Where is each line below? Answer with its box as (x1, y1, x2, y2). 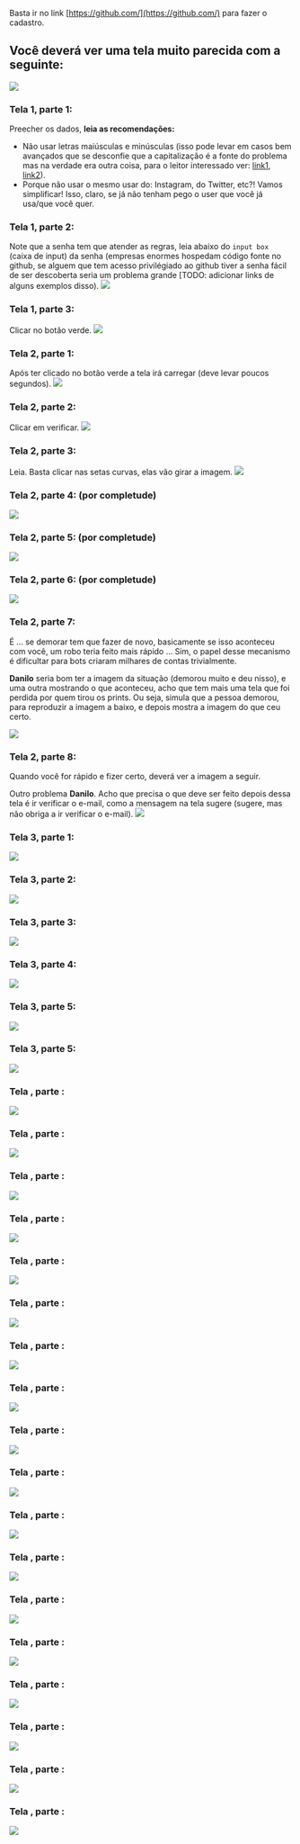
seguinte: (9, 58, 65, 73)
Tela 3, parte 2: (9, 873, 76, 886)
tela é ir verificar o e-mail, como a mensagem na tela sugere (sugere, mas (9, 798, 283, 809)
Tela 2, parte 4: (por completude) (9, 489, 157, 501)
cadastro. (9, 17, 45, 28)
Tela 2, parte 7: (9, 616, 76, 628)
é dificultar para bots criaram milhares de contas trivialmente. (9, 655, 237, 666)
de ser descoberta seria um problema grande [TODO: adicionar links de (9, 270, 275, 281)
